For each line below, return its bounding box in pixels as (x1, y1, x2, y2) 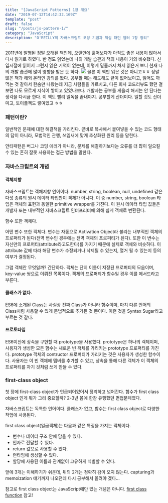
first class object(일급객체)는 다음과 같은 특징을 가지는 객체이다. (5, 423, 131, 428)
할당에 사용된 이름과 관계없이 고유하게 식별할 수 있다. (12, 458, 116, 464)
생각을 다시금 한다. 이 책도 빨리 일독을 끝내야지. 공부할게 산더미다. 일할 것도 (5, 93, 152, 99)
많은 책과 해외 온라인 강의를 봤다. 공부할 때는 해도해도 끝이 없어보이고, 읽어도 (5, 75, 155, 81)
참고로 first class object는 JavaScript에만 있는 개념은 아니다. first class (5, 486, 147, 492)
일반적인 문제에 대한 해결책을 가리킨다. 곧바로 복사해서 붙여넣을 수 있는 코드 (5, 126, 152, 132)
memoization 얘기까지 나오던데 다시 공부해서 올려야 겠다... (5, 475, 120, 481)
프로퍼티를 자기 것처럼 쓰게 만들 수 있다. (5, 363, 83, 369)
